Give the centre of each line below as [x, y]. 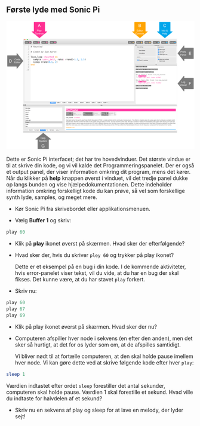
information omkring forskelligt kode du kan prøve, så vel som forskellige [96, 191]
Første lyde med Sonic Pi [53, 10]
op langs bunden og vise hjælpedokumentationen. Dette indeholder [89, 185]
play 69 [16, 315]
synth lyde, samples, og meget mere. [52, 197]
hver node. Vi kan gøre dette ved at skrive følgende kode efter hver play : [104, 362]
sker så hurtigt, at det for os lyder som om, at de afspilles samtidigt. [98, 344]
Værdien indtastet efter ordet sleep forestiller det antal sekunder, [86, 385]
